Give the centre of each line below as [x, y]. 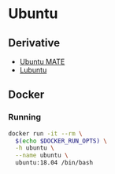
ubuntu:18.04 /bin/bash [54, 163]
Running [25, 117]
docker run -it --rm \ [45, 133]
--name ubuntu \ [42, 155]
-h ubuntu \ [35, 148]
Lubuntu [33, 70]
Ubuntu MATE [42, 61]
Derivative [34, 43]
